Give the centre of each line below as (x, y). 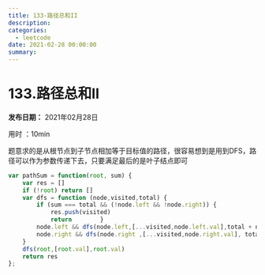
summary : (22, 52)
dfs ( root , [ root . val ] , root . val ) (74, 249)
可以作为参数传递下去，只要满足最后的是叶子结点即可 (101, 160)
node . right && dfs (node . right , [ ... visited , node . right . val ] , (139, 234)
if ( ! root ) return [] (58, 190)
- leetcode (33, 38)
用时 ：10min (29, 134)
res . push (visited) (80, 213)
